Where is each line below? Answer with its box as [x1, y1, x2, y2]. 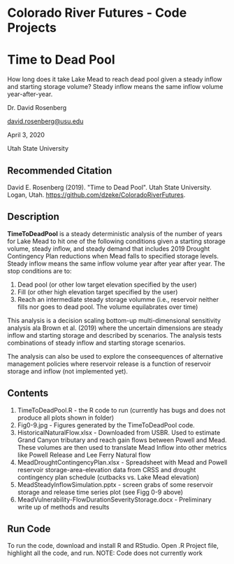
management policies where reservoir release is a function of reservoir [7, 359, 212, 368]
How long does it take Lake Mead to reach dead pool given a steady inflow [7, 75, 222, 83]
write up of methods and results [17, 502, 110, 511]
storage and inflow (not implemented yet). [7, 366, 128, 376]
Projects [7, 20, 57, 36]
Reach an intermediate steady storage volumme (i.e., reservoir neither [17, 295, 219, 303]
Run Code [7, 523, 51, 535]
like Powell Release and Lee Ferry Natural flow [17, 450, 152, 459]
